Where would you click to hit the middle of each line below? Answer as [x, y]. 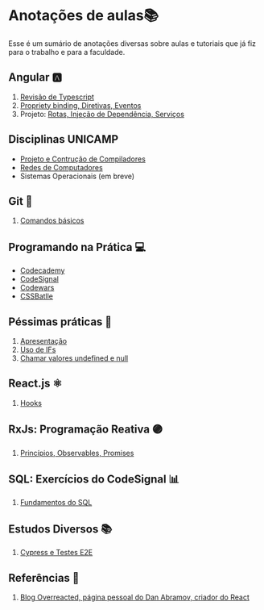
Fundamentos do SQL [56, 503]
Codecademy [42, 270]
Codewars [37, 288]
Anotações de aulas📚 [84, 16]
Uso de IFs [38, 349]
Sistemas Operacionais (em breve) [77, 176]
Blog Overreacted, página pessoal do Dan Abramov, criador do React [134, 597]
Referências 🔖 [44, 578]
